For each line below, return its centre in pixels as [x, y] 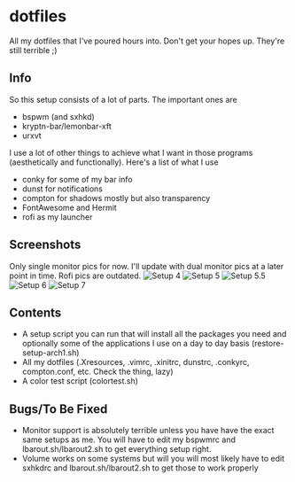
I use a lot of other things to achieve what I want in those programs [131, 152]
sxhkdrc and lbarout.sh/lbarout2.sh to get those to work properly [140, 468]
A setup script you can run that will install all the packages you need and [154, 334]
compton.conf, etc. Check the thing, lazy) [98, 372]
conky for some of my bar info [77, 179]
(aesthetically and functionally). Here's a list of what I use [114, 162]
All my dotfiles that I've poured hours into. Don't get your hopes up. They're [147, 41]
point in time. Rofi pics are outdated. [75, 276]
